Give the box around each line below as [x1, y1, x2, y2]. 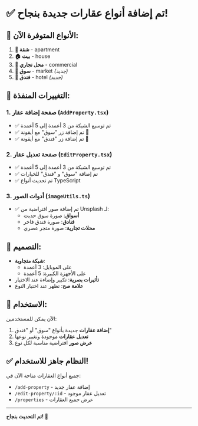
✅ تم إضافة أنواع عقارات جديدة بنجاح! [6, 6, 169, 20]
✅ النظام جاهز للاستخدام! [6, 356, 89, 366]
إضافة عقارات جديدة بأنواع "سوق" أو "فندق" [14, 326, 112, 333]
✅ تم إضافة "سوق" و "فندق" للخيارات [14, 170, 98, 177]
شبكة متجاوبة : [14, 257, 45, 264]
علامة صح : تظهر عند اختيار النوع [14, 283, 84, 290]
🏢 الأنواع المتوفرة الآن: [6, 30, 79, 40]
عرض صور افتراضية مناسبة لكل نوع [14, 339, 93, 346]
